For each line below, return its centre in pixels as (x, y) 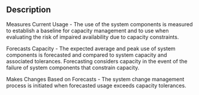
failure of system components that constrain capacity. (73, 68)
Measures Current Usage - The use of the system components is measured (99, 24)
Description (28, 10)
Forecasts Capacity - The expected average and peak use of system (91, 48)
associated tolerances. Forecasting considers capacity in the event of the (97, 61)
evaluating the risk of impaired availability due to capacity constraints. (93, 37)
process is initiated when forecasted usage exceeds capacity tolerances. (97, 85)
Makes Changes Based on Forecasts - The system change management (95, 79)
